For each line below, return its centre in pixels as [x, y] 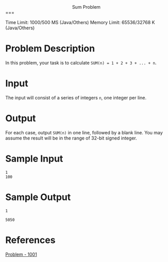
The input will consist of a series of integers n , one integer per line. [76, 97]
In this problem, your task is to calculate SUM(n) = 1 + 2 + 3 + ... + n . [81, 63]
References [30, 240]
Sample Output [38, 197]
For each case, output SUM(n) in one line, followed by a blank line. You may [84, 132]
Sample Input [34, 159]
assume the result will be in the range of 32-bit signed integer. [71, 138]
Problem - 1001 [21, 254]
